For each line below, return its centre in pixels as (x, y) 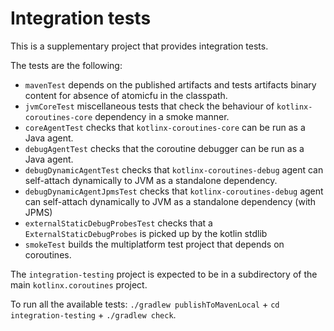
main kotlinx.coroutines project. (79, 284)
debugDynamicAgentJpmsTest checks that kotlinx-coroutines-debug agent (174, 191)
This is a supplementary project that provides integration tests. (139, 46)
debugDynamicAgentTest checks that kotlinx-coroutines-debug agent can (174, 169)
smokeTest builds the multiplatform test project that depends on (154, 244)
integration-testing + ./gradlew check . (93, 314)
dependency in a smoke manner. (162, 116)
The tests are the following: (66, 65)
